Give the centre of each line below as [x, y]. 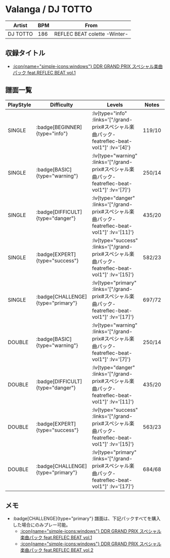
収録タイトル [25, 53]
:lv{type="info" [110, 113]
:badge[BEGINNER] [59, 127]
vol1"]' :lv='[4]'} [111, 147]
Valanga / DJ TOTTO [49, 9]
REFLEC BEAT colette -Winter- [91, 34]
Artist [20, 25]
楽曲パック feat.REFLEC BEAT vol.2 [57, 550]
